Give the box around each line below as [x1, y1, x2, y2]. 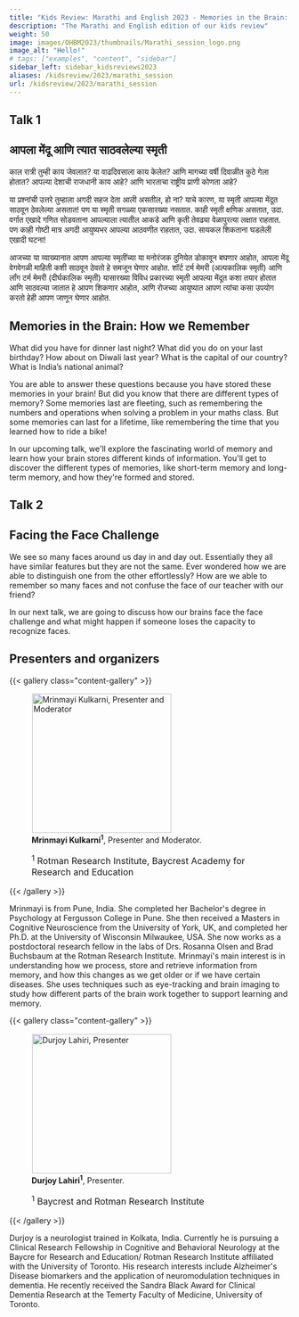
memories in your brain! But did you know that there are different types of [9, 388, 279, 399]
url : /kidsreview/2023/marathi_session [9, 79, 158, 88]
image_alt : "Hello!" [9, 46, 86, 55]
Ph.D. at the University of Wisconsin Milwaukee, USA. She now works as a [9, 932, 282, 942]
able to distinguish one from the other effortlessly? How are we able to [9, 570, 268, 580]
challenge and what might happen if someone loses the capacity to [9, 616, 256, 627]
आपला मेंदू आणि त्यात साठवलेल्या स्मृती [9, 143, 167, 158]
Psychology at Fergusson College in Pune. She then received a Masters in [9, 913, 280, 924]
